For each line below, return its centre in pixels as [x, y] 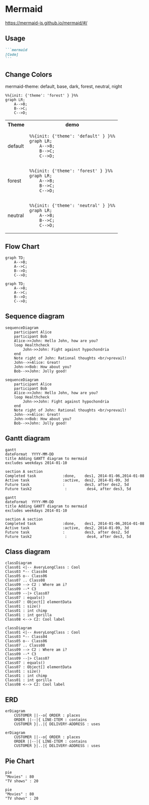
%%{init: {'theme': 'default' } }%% [72, 136]
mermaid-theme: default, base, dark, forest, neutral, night [64, 86]
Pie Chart [20, 761]
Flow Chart [22, 246]
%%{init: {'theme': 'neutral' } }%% [72, 206]
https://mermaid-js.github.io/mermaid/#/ [46, 23]
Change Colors [29, 75]
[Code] [12, 55]
